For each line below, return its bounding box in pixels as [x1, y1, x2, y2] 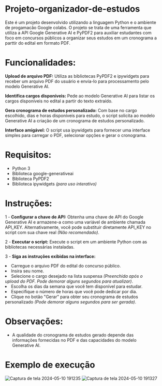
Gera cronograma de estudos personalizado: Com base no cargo [5, 107, 137, 113]
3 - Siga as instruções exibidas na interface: [5, 253, 96, 259]
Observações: [5, 316, 63, 327]
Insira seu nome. [11, 268, 44, 274]
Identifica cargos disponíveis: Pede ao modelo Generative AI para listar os [5, 93, 155, 99]
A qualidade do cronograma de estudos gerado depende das [12, 332, 134, 338]
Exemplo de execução [5, 359, 95, 370]
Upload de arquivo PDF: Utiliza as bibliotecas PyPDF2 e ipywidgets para [5, 73, 149, 79]
